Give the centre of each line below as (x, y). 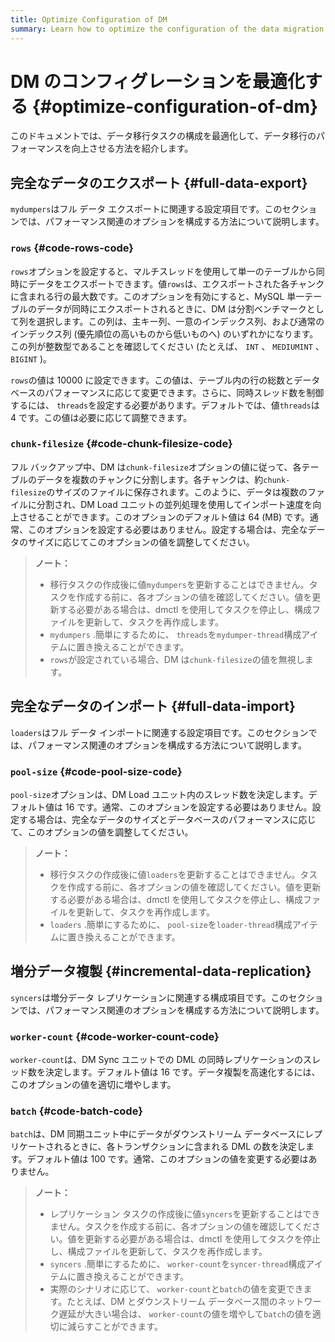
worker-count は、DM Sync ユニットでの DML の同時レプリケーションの (156, 1060)
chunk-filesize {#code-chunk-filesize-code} (121, 444)
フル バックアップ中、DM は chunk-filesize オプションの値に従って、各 (156, 467)
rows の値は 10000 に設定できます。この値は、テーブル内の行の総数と (152, 380)
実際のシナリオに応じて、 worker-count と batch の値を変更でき (176, 1289)
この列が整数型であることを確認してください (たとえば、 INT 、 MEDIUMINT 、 (167, 346)
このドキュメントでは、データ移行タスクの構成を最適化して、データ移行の (163, 136)
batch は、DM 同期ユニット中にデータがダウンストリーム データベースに (158, 1134)
